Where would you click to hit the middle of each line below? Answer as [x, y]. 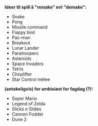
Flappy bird [23, 32]
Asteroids [21, 58]
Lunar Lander [25, 48]
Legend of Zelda [28, 104]
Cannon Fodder [28, 114]
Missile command [30, 27]
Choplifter [22, 74]
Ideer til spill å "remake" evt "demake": [46, 7]
